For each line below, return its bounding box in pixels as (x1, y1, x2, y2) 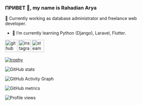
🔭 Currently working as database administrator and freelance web (5, 16, 137, 21)
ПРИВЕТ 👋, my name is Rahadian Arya (5, 4, 97, 11)
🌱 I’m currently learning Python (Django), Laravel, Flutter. (12, 30, 126, 36)
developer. (5, 21, 27, 26)
